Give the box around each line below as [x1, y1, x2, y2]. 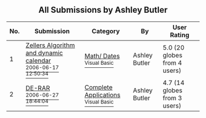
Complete [85, 83, 113, 91]
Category [91, 27, 120, 35]
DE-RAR [25, 84, 50, 92]
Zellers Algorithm [25, 41, 75, 50]
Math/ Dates [85, 51, 120, 60]
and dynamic [25, 48, 63, 57]
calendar [25, 56, 51, 65]
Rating [170, 31, 189, 39]
